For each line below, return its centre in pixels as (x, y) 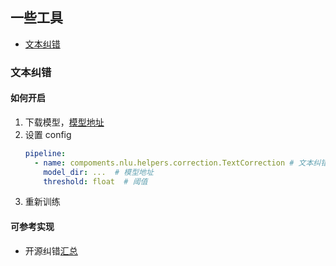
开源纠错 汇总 (51, 250)
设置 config (48, 134)
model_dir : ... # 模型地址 (98, 172)
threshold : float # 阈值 (95, 181)
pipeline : (45, 153)
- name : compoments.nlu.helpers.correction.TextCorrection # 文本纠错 (181, 163)
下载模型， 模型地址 (64, 122)
